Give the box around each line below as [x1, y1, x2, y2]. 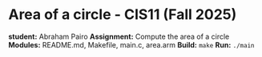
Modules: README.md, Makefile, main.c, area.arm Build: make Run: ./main [8, 40, 255, 49]
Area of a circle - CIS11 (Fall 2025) [8, 6, 237, 24]
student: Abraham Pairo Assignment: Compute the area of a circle [8, 32, 230, 41]
